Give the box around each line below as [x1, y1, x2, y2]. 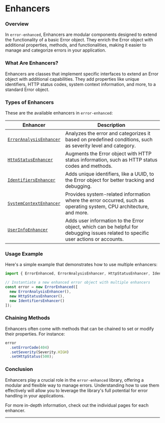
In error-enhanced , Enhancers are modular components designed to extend [5, 31, 157, 37]
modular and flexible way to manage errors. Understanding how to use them [5, 382, 160, 388]
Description [97, 121, 126, 128]
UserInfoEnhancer [7, 227, 48, 233]
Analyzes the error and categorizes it [65, 130, 151, 137]
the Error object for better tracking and [65, 177, 155, 183]
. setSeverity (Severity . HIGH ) [9, 350, 69, 355]
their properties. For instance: [5, 331, 65, 337]
